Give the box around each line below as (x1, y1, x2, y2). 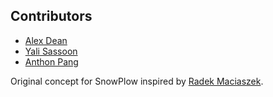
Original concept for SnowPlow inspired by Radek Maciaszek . (10, 75, 264, 87)
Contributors (10, 8, 93, 25)
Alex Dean (24, 34, 68, 46)
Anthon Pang (24, 55, 79, 68)
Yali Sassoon (24, 45, 78, 57)
